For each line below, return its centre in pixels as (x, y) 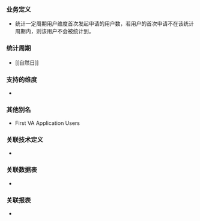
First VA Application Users (47, 123)
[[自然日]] (27, 62)
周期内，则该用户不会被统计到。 (54, 31)
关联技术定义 (25, 140)
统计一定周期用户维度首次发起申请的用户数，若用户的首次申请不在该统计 (104, 24)
